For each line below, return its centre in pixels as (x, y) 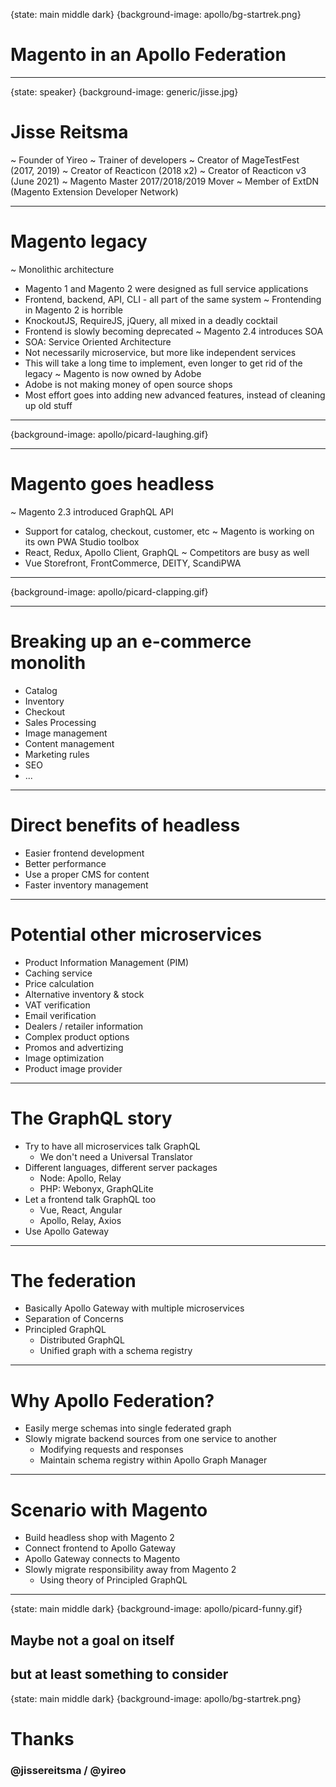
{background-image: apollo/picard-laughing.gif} (109, 434)
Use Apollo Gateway (67, 1231)
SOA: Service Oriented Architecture (98, 341)
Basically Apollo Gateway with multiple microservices (134, 1308)
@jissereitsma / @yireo (68, 1770)
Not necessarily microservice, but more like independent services (160, 352)
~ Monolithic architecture (62, 269)
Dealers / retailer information (84, 1026)
